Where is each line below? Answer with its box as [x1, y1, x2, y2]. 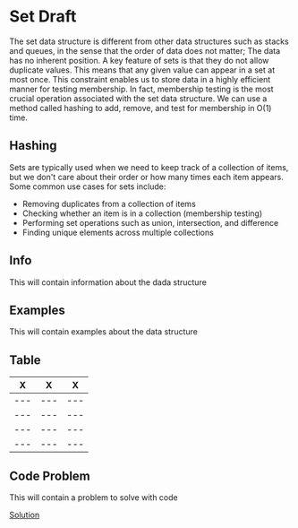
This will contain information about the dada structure [9, 276, 208, 288]
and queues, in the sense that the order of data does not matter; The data [9, 45, 281, 56]
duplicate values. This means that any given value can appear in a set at [9, 65, 276, 75]
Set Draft [9, 6, 77, 27]
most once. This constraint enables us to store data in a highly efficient [9, 74, 271, 84]
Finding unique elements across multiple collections [21, 227, 215, 238]
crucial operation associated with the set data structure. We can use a [9, 92, 268, 104]
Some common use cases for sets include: [9, 181, 166, 192]
